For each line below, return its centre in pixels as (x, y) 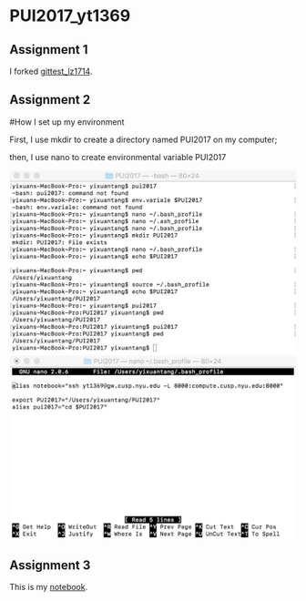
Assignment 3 (50, 565)
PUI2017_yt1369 (70, 16)
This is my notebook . (49, 587)
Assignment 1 (49, 50)
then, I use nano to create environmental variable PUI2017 (118, 157)
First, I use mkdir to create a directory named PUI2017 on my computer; (143, 139)
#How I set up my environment (67, 122)
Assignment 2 (50, 100)
